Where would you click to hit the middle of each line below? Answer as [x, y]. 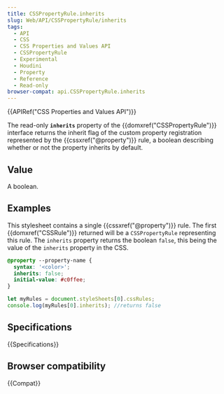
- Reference [31, 79]
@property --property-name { [50, 260]
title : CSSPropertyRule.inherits [56, 14]
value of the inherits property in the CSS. [68, 247]
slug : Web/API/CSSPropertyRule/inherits [67, 20]
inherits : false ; [39, 274]
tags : [15, 27]
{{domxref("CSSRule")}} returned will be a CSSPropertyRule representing [112, 232]
